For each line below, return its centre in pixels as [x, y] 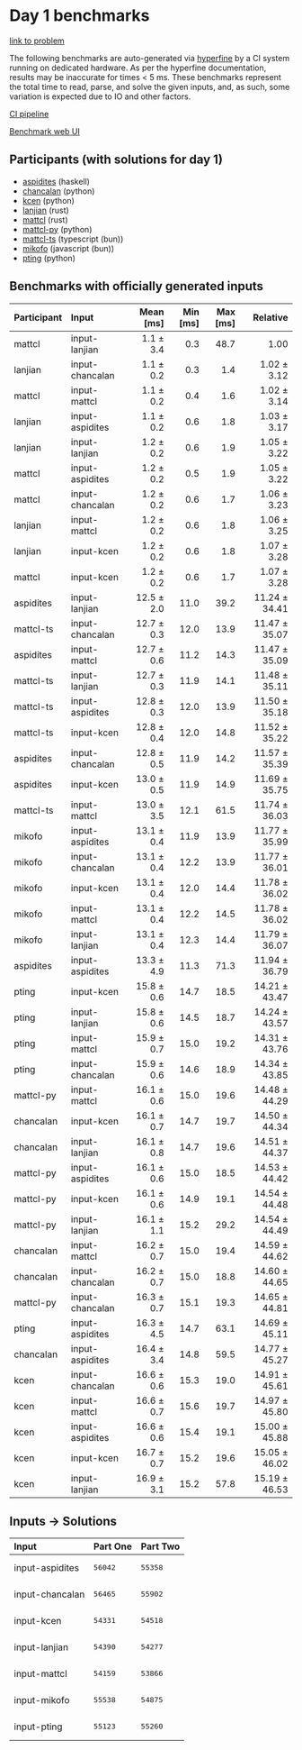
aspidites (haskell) [56, 181]
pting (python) [49, 258]
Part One [113, 1546]
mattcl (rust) [45, 219]
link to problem [37, 41]
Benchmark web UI [45, 131]
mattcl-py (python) [57, 229]
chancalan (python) [58, 191]
